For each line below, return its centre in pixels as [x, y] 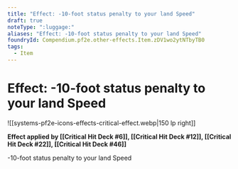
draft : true [25, 21]
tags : [15, 47]
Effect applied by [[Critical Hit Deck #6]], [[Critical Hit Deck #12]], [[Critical [119, 136]
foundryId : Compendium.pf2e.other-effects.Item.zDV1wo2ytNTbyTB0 [106, 40]
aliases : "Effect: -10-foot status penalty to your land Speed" [104, 34]
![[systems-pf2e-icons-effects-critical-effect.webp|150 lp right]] [102, 123]
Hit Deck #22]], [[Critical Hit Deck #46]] [67, 144]
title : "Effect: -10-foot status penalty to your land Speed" [101, 14]
